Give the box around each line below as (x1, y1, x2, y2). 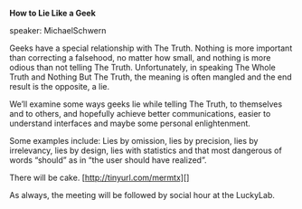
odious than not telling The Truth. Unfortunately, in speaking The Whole (9, 62, 276, 72)
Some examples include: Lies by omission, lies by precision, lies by (9, 136, 259, 146)
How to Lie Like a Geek (9, 8, 97, 18)
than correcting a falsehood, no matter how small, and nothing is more (9, 52, 271, 62)
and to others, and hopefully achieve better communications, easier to (9, 109, 271, 119)
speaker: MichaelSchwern (9, 25, 107, 35)
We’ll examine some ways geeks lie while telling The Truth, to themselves (9, 99, 283, 109)
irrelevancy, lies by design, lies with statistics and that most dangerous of (9, 145, 282, 156)
